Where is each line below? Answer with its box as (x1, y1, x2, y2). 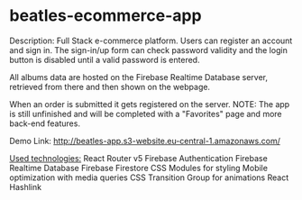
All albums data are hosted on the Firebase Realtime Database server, (9, 71, 269, 82)
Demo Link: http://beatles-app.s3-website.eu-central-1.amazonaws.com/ (9, 135, 281, 146)
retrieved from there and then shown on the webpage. (9, 81, 210, 92)
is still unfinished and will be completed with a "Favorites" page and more (9, 108, 282, 119)
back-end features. (9, 118, 81, 129)
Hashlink (9, 181, 42, 192)
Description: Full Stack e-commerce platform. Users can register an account (9, 35, 293, 46)
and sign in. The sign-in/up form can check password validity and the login (9, 44, 288, 55)
